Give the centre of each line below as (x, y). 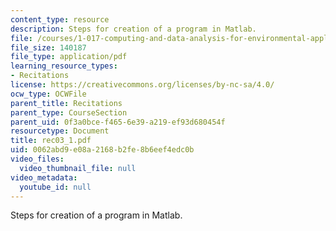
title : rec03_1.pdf (51, 141)
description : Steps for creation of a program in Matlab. (133, 29)
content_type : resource (60, 19)
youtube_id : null (55, 187)
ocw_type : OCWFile (48, 94)
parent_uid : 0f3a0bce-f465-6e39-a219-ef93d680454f (118, 122)
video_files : (37, 159)
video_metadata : (44, 177)
